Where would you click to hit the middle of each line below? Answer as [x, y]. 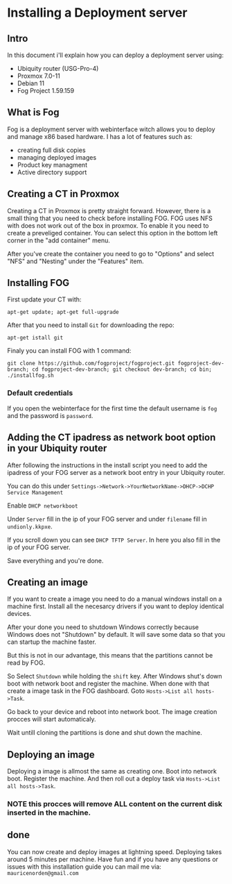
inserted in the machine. [49, 812]
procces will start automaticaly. [52, 719]
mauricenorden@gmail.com [43, 873]
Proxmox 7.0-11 [38, 76]
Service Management [35, 492]
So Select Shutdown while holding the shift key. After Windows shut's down [115, 676]
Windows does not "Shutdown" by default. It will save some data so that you [116, 635]
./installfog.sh [30, 376]
